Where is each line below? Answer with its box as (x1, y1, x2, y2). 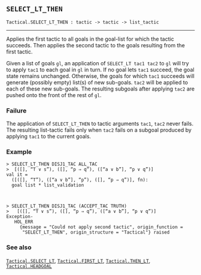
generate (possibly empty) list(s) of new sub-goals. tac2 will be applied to (6, 78, 188, 86)
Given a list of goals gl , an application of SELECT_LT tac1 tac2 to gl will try (6, 59, 190, 67)
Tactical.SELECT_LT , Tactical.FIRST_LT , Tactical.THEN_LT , (6, 257, 151, 264)
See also (6, 243, 32, 252)
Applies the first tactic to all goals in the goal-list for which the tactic (6, 35, 175, 43)
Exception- (6, 214, 33, 220)
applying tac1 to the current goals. (6, 133, 92, 140)
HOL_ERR (14, 219, 33, 225)
